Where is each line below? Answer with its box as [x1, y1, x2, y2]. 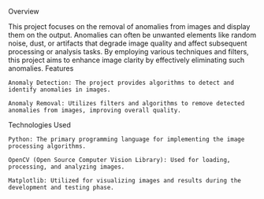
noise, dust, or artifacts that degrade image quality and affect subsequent [8, 39, 247, 48]
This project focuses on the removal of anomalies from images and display [8, 22, 251, 31]
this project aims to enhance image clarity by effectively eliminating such [8, 55, 245, 64]
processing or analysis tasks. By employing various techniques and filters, [8, 47, 250, 56]
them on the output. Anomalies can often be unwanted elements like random [8, 31, 257, 39]
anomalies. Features [8, 64, 74, 73]
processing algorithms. [8, 142, 87, 150]
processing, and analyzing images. [8, 163, 125, 171]
